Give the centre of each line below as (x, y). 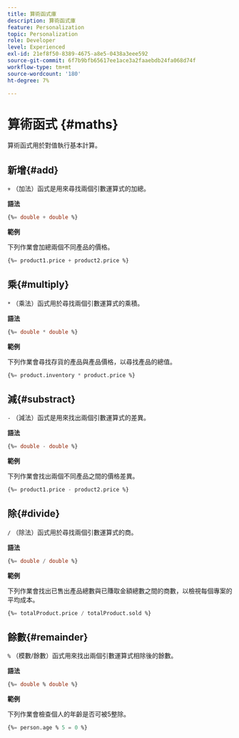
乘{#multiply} (38, 285)
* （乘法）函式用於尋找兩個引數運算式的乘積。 (76, 303)
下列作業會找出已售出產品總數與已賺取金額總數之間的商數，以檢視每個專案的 (120, 591)
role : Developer (31, 41)
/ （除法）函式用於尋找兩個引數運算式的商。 (72, 532)
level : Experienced (36, 47)
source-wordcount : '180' (44, 74)
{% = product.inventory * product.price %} (71, 375)
